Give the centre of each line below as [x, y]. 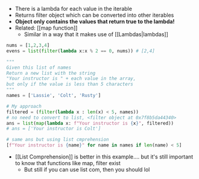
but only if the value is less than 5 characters [70, 84]
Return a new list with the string [51, 73]
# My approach [24, 106]
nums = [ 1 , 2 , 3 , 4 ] [28, 45]
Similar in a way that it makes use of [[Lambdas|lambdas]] [96, 34]
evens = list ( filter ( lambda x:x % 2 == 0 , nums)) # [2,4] [81, 51]
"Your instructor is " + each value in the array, [71, 79]
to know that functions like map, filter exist [68, 163]
